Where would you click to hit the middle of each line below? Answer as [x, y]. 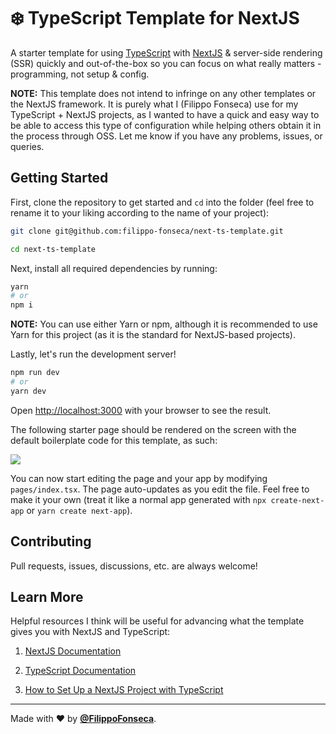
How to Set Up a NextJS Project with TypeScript [124, 690]
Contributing [51, 541]
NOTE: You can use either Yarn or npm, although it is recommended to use [164, 324]
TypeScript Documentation [80, 671]
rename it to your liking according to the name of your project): [140, 212]
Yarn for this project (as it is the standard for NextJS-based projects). [153, 335]
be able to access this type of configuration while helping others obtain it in [166, 125]
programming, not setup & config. [80, 74]
